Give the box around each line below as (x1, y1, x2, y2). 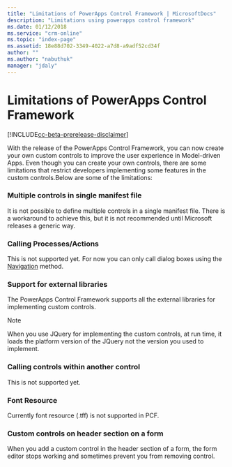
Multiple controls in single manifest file (7, 191, 142, 200)
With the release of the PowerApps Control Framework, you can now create (7, 144, 224, 152)
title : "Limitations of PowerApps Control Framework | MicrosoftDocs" (7, 10, 217, 17)
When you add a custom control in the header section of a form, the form (7, 445, 217, 453)
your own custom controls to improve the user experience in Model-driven (7, 151, 221, 159)
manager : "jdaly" (7, 62, 58, 69)
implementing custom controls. (7, 303, 96, 311)
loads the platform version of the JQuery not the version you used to (7, 337, 204, 346)
